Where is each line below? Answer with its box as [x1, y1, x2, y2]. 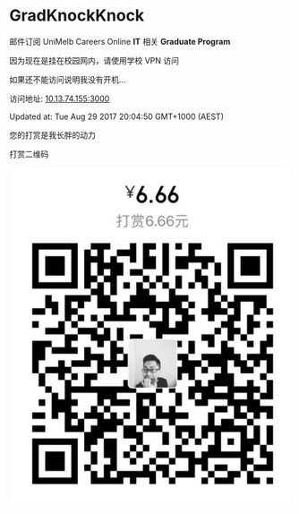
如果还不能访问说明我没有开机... [9, 73, 127, 85]
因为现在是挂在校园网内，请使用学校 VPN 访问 [9, 55, 180, 65]
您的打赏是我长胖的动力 [9, 129, 96, 140]
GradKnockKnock [9, 5, 145, 26]
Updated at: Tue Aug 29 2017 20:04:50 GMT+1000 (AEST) [9, 111, 224, 122]
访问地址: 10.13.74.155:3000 [9, 93, 110, 104]
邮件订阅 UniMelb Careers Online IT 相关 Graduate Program [9, 36, 231, 47]
